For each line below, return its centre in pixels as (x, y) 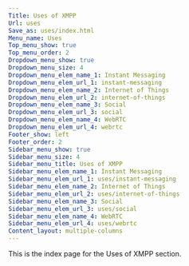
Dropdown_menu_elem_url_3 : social (66, 113)
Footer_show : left (39, 134)
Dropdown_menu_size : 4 (46, 68)
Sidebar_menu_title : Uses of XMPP (66, 165)
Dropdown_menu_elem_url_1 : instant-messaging (85, 82)
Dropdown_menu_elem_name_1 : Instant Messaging (87, 75)
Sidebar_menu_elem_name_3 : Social (66, 201)
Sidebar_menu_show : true (49, 149)
